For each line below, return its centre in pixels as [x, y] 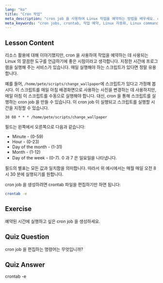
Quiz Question [27, 237]
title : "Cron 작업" [24, 14]
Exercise [18, 209]
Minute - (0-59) [28, 137]
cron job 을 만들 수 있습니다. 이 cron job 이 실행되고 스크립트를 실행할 [84, 102]
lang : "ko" [16, 9]
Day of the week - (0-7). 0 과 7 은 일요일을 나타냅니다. [65, 158]
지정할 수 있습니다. [32, 108]
